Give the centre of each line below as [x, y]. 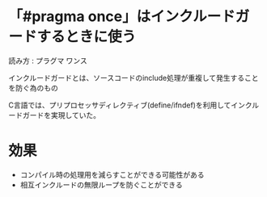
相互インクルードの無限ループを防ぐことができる [102, 184]
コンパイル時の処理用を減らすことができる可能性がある [112, 174]
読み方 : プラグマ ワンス [48, 61]
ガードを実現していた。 [61, 115]
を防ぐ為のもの [33, 88]
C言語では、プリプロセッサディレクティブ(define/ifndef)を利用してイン [127, 105]
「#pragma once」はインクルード [122, 17]
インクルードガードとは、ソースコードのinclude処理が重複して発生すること [133, 78]
